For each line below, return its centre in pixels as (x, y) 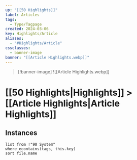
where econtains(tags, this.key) (41, 149)
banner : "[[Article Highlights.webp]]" (47, 57)
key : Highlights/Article (31, 34)
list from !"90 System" (30, 145)
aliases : (14, 39)
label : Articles (22, 15)
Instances (21, 133)
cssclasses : (18, 48)
